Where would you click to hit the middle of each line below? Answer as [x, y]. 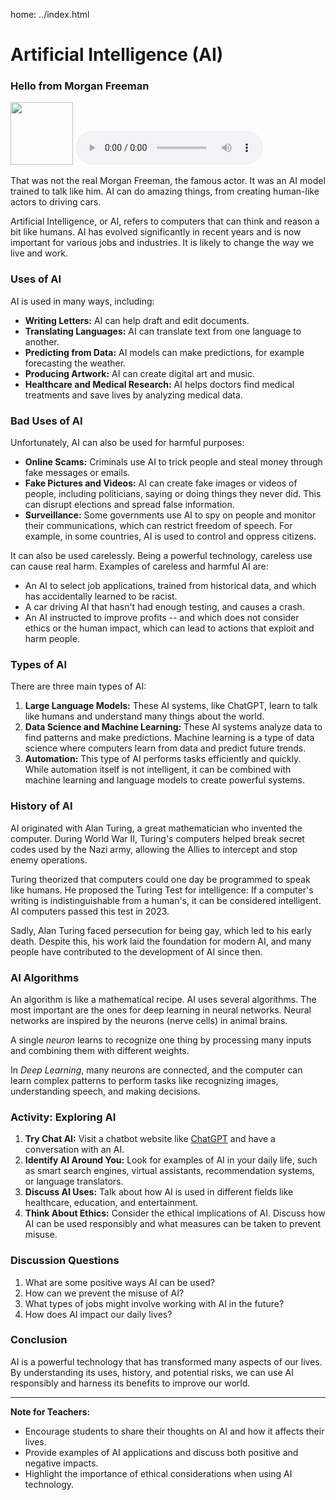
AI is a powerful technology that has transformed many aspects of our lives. [166, 1361]
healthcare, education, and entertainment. [111, 1203]
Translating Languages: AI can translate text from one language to [163, 331]
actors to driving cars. [56, 202]
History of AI [41, 806]
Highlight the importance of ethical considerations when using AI [158, 1473]
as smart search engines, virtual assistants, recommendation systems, [169, 1171]
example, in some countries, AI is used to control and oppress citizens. [170, 536]
